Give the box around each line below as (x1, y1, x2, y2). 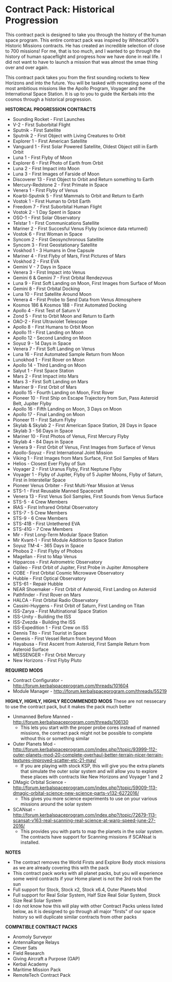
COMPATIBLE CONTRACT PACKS (5, 923, 78, 930)
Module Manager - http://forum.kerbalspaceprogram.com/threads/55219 (12, 688, 167, 694)
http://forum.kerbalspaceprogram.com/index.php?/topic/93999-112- (12, 746, 158, 752)
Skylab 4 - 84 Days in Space (12, 438, 73, 444)
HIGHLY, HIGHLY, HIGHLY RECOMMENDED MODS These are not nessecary (5, 698, 166, 704)
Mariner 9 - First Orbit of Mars (12, 384, 77, 390)
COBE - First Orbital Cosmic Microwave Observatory (12, 569, 124, 576)
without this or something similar (20, 735, 90, 741)
